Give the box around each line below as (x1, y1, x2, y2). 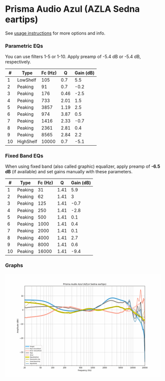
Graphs (5, 262, 23, 269)
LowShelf (17, 77, 36, 83)
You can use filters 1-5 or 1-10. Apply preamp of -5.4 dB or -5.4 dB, (5, 54, 141, 60)
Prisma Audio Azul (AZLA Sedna (5, 3, 140, 15)
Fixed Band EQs (5, 152, 43, 159)
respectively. (5, 59, 31, 65)
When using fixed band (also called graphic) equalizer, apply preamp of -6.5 (5, 163, 161, 169)
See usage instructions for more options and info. (5, 30, 106, 36)
